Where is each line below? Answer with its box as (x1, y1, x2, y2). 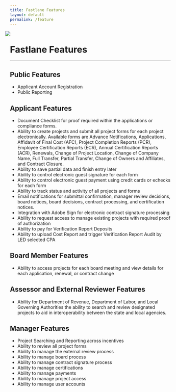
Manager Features (10, 324, 70, 333)
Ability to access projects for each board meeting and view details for (17, 265, 164, 271)
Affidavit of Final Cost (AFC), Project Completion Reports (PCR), (17, 139, 152, 145)
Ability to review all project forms (17, 343, 87, 349)
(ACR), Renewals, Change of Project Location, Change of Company (17, 150, 159, 156)
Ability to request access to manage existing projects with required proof (17, 215, 170, 221)
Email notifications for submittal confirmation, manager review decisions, (17, 193, 171, 199)
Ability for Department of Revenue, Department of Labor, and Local (17, 299, 159, 305)
